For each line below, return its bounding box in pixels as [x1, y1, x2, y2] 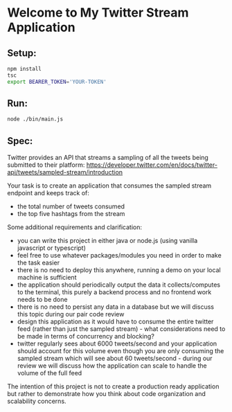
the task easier [17, 258, 60, 267]
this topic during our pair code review [17, 310, 125, 319]
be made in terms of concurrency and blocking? [17, 332, 154, 341]
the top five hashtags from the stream [17, 210, 125, 218]
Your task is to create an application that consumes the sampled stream [7, 181, 212, 190]
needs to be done [17, 296, 68, 304]
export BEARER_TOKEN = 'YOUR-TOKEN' [7, 78, 107, 85]
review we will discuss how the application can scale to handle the [17, 361, 207, 370]
